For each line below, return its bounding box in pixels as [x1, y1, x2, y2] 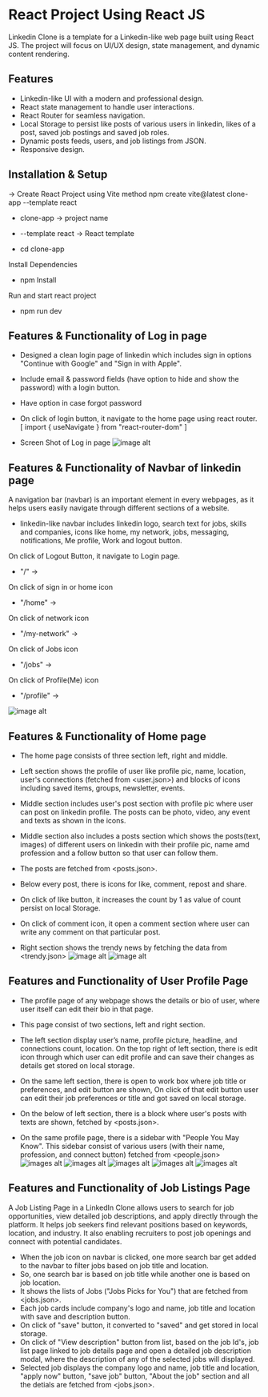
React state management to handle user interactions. [19, 102, 194, 111]
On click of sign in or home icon [8, 582, 114, 592]
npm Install [19, 274, 57, 285]
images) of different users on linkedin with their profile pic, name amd [19, 840, 250, 849]
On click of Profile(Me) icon [8, 675, 99, 685]
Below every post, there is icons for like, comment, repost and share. [19, 879, 247, 889]
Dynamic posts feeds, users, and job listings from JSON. [19, 136, 206, 146]
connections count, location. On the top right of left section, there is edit [19, 1043, 258, 1053]
